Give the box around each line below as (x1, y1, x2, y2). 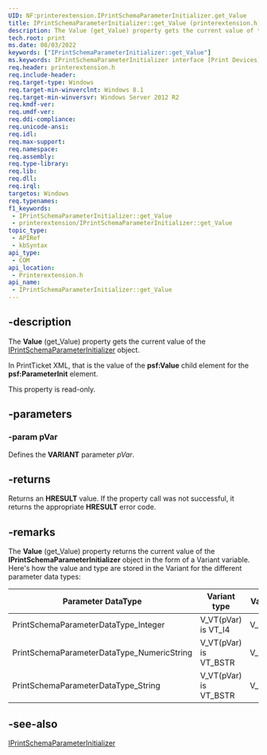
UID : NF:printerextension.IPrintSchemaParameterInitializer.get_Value (8, 11, 247, 20)
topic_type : (8, 226, 48, 235)
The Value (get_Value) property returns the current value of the (8, 547, 215, 556)
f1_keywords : (8, 204, 52, 212)
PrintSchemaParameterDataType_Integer (12, 619, 165, 631)
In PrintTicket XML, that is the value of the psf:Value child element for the (8, 360, 249, 370)
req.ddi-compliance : (8, 116, 77, 124)
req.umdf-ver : (8, 108, 56, 116)
